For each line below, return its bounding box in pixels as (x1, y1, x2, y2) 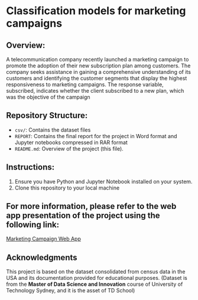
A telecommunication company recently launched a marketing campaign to (6, 56, 189, 63)
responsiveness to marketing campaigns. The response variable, (6, 81, 164, 88)
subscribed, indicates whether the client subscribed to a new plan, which (6, 87, 184, 94)
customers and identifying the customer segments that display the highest (6, 75, 187, 81)
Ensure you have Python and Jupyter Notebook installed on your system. (14, 178, 193, 185)
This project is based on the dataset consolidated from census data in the (6, 268, 186, 275)
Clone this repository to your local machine (14, 184, 120, 191)
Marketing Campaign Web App (6, 235, 81, 243)
